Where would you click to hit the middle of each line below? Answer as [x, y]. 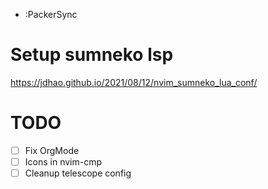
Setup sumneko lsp [92, 55]
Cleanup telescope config [78, 173]
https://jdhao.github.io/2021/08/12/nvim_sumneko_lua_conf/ [134, 82]
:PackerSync [51, 14]
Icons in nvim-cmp [63, 161]
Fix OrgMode [52, 150]
